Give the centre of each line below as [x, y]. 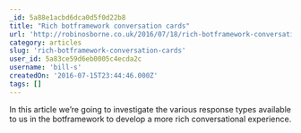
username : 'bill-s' [46, 68]
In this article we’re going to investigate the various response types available [150, 109]
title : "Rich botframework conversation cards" [100, 26]
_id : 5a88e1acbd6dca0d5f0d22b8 [68, 17]
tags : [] [26, 84]
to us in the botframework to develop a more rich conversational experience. [150, 119]
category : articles [46, 42]
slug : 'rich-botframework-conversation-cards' [98, 51]
